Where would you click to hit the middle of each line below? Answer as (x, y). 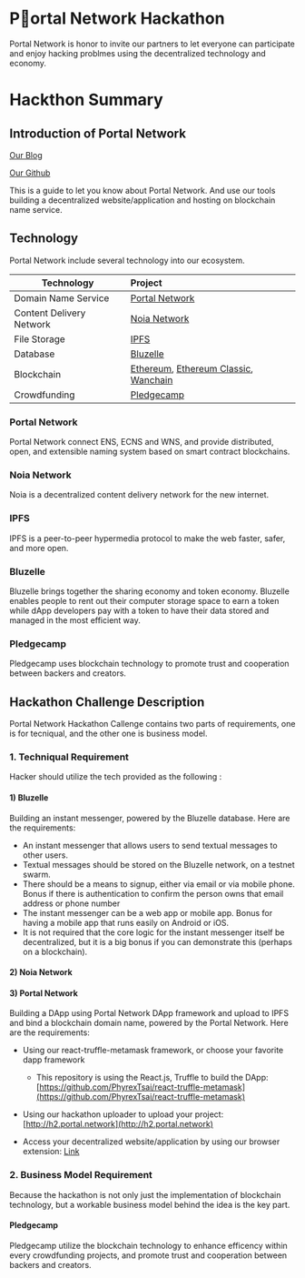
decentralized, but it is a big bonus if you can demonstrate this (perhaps (157, 941)
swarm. (37, 874)
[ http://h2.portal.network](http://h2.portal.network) (118, 1124)
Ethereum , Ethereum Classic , (192, 368)
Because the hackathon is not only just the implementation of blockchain (145, 1194)
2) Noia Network (41, 972)
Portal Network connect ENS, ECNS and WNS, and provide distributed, (142, 442)
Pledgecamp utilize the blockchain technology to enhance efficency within (148, 1245)
